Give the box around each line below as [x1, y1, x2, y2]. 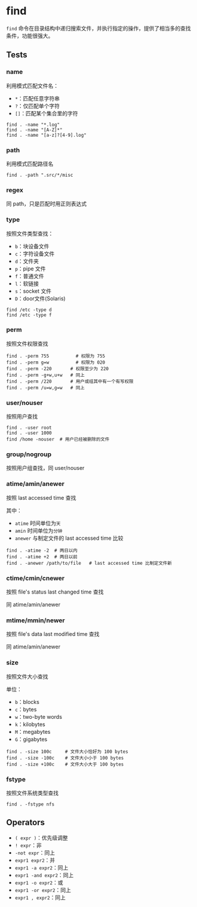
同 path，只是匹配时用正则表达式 [6, 200, 87, 207]
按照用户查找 [6, 413, 38, 420]
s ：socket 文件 [14, 287, 52, 294]
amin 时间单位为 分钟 [14, 527, 63, 534]
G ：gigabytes [14, 736, 48, 743]
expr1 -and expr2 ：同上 [14, 871, 74, 878]
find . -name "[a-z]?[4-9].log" [6, 132, 87, 138]
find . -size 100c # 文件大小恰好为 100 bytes [6, 748, 128, 755]
